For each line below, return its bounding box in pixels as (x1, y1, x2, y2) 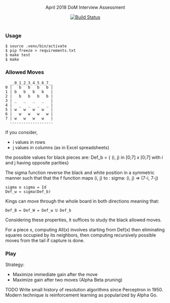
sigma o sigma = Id (5, 185, 47, 190)
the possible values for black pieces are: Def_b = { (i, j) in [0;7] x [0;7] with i (5, 154, 163, 160)
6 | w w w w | (5, 111, 53, 116)
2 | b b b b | (5, 93, 53, 98)
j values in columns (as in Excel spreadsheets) (12, 144, 110, 150)
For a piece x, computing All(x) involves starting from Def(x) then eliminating (5, 226, 165, 232)
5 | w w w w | (5, 107, 53, 112)
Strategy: (5, 261, 24, 267)
